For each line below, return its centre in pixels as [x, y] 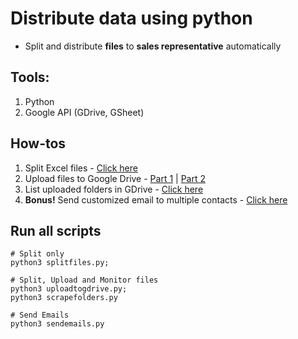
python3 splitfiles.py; [60, 263]
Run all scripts [56, 230]
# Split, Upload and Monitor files [84, 280]
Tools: [30, 77]
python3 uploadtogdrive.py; [69, 289]
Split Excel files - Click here [81, 168]
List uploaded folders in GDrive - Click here [114, 189]
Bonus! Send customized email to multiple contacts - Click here [156, 199]
